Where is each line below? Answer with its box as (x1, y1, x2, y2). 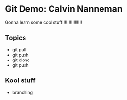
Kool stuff (5, 77, 36, 85)
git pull (12, 46, 26, 52)
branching (12, 89, 33, 95)
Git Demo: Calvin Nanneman (5, 3, 123, 15)
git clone (12, 57, 30, 63)
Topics (5, 34, 26, 42)
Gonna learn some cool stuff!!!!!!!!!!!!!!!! (5, 20, 82, 25)
